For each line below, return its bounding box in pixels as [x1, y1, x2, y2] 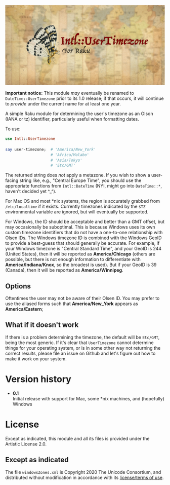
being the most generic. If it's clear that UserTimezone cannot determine [5, 340, 154, 346]
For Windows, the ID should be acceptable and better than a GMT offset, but [5, 218, 165, 225]
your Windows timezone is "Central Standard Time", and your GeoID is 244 [5, 246, 162, 252]
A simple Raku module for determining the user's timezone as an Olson [5, 110, 153, 117]
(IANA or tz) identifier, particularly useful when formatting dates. [5, 116, 139, 122]
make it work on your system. [5, 355, 67, 362]
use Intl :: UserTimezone [5, 136, 56, 141]
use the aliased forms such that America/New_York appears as [5, 301, 138, 307]
